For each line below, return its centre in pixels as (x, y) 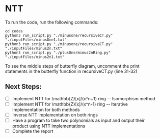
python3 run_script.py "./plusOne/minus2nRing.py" (58, 53)
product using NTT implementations (49, 126)
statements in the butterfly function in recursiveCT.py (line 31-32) (71, 71)
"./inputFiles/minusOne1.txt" (36, 40)
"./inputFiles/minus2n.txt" (34, 48)
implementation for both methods (46, 110)
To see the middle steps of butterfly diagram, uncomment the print (72, 66)
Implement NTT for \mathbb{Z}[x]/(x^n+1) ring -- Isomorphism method (84, 98)
